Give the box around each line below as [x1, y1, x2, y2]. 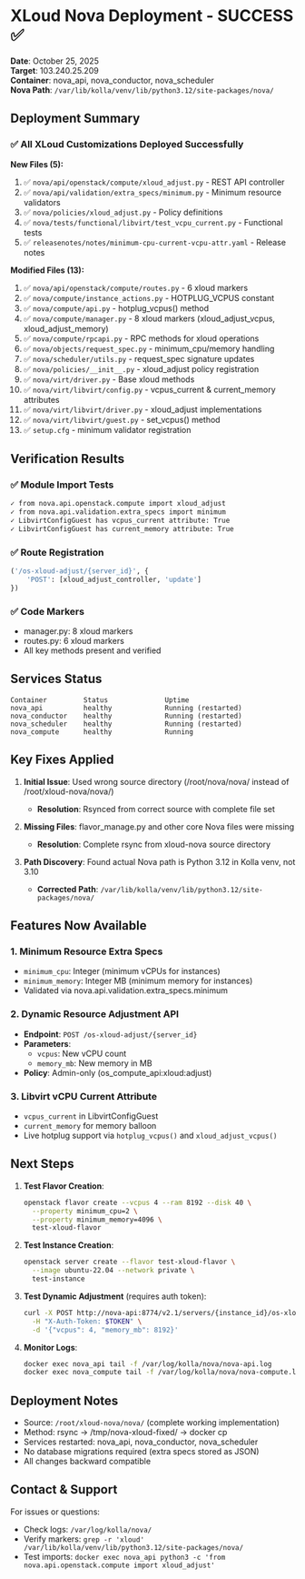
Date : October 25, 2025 [10, 55, 99, 66]
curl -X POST [23, 1308, 74, 1317]
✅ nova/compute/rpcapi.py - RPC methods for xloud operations [23, 333, 260, 344]
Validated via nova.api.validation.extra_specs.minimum [23, 985, 229, 996]
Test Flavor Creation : [23, 1180, 104, 1192]
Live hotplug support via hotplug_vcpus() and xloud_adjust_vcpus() [23, 1130, 278, 1141]
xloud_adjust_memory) [23, 323, 109, 334]
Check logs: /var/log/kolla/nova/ [23, 1524, 152, 1534]
